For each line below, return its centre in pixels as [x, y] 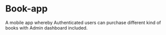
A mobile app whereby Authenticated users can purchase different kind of [83, 22]
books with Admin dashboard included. [46, 27]
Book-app [27, 9]
